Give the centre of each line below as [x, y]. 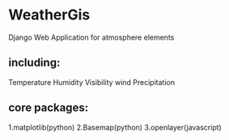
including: [34, 63]
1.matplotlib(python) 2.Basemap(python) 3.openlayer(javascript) [115, 127]
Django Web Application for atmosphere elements [91, 37]
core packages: [49, 108]
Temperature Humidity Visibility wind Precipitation [92, 82]
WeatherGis [49, 15]
